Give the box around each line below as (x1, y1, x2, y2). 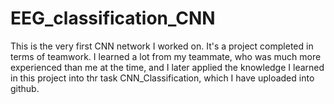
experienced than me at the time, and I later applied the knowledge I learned (10, 61, 325, 73)
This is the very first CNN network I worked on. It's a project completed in (10, 40, 314, 52)
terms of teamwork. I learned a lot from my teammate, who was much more (10, 50, 322, 62)
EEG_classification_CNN (10, 7, 216, 30)
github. (10, 82, 40, 94)
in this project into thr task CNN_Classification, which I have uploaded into (10, 72, 315, 84)
